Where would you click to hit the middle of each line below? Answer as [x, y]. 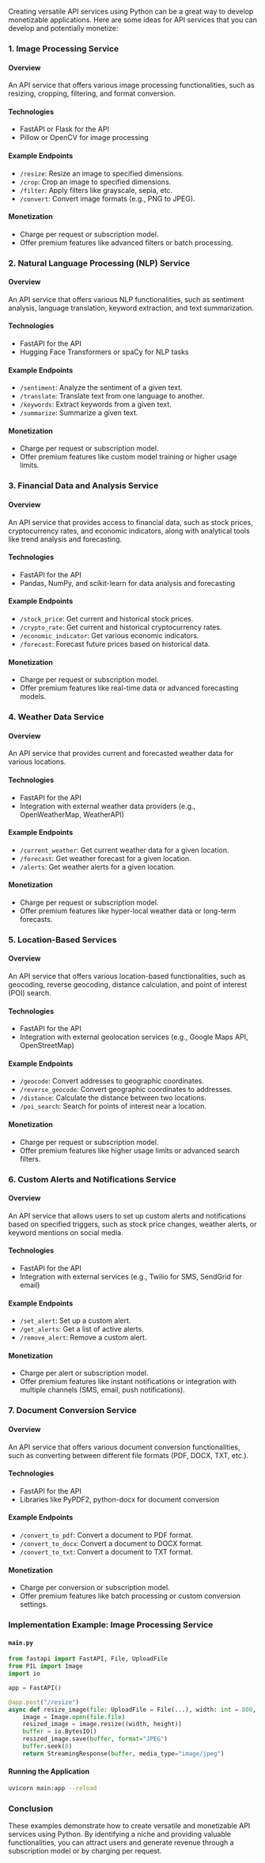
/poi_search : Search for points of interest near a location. [113, 1106]
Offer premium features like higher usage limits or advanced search [129, 1151]
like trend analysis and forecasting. [65, 539]
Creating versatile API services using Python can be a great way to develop [131, 11]
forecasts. [36, 919]
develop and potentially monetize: [63, 28]
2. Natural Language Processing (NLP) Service [99, 263]
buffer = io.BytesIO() [60, 1732]
